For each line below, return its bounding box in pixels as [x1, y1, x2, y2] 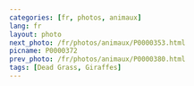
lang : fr [9, 21, 42, 30]
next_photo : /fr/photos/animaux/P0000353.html [9, 38, 186, 47]
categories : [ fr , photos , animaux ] [9, 13, 142, 22]
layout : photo [9, 30, 63, 39]
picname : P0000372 [9, 47, 78, 56]
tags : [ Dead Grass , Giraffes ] [9, 64, 122, 73]
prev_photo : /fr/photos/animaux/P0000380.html [9, 55, 186, 64]
